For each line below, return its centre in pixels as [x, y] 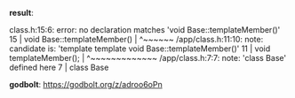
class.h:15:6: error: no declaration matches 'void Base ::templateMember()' [145, 30]
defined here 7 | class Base [59, 67]
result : [21, 13]
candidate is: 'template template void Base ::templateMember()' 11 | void [140, 49]
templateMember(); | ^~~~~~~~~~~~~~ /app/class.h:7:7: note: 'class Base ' [148, 58]
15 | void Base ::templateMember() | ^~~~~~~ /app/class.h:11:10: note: [136, 39]
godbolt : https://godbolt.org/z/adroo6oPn [86, 84]
